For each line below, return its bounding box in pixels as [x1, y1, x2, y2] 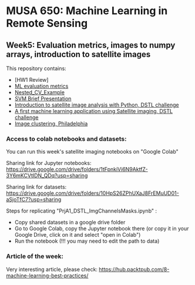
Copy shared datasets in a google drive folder [14, 219, 126, 226]
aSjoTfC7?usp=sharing [6, 196, 62, 203]
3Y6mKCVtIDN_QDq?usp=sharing [6, 172, 88, 179]
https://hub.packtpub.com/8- [99, 266, 170, 273]
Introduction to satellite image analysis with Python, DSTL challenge [14, 101, 179, 108]
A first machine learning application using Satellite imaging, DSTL [14, 108, 173, 114]
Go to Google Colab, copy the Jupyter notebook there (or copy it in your [14, 225, 189, 232]
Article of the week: [6, 252, 63, 260]
